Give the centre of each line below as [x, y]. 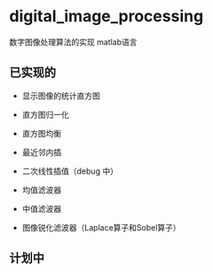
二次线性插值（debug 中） [70, 171]
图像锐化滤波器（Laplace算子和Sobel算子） [102, 227]
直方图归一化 [45, 114]
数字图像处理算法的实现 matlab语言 [73, 42]
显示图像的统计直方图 [61, 96]
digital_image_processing [106, 16]
